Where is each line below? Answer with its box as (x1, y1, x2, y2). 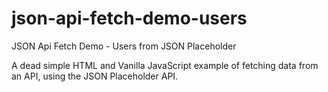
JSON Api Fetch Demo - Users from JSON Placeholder (11, 40, 237, 52)
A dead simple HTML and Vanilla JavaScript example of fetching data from (11, 59, 319, 71)
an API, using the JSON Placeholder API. (11, 70, 179, 82)
